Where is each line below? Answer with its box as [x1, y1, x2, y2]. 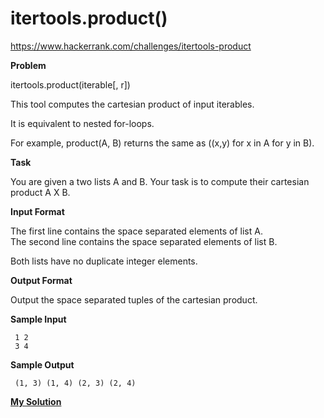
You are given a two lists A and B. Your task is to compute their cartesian [10, 175, 310, 187]
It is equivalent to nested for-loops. [10, 117, 155, 129]
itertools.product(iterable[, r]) [10, 78, 131, 91]
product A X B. [10, 186, 71, 198]
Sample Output [10, 358, 75, 371]
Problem [10, 59, 47, 71]
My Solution [10, 395, 62, 407]
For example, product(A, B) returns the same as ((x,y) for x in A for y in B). [10, 137, 315, 149]
